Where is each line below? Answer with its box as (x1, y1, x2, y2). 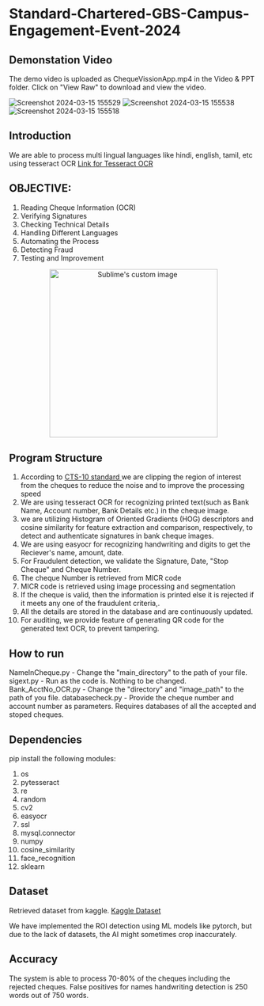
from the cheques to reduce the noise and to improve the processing (20, 481, 245, 490)
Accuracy (9, 952, 58, 966)
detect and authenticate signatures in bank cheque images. (20, 532, 214, 541)
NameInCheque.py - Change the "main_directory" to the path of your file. (9, 668, 248, 677)
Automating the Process (20, 236, 100, 246)
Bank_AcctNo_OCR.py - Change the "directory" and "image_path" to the (9, 684, 244, 694)
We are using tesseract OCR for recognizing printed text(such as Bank (20, 497, 250, 507)
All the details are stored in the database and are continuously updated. (20, 607, 254, 616)
